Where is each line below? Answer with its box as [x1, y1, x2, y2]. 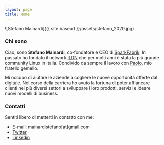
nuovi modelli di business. [5, 90, 59, 96]
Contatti [5, 103, 26, 110]
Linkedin [12, 135, 30, 141]
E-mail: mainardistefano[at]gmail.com [12, 124, 90, 130]
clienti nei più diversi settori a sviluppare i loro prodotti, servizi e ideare [5, 85, 151, 91]
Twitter [12, 129, 27, 135]
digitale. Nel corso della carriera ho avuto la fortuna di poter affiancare [5, 80, 150, 86]
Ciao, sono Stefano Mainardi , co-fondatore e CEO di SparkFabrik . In [5, 49, 146, 55]
